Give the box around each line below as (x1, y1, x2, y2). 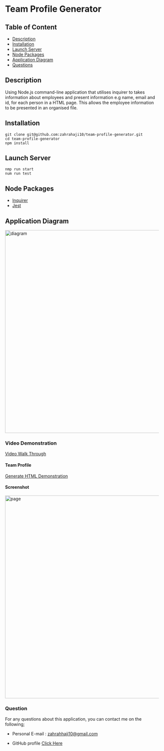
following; (5, 722, 25, 727)
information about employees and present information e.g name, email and (5, 94, 155, 100)
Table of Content (5, 23, 57, 31)
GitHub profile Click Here (12, 740, 62, 746)
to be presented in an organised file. (5, 104, 78, 111)
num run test (5, 171, 32, 176)
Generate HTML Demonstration (5, 473, 68, 479)
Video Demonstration (5, 440, 57, 447)
